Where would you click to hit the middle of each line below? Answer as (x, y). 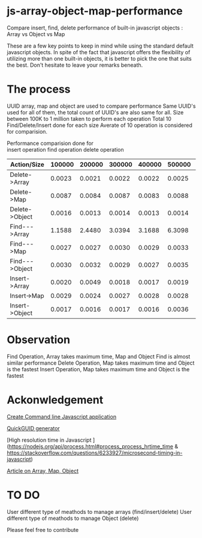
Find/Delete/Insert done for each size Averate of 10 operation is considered (100, 125)
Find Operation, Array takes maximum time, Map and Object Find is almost (99, 356)
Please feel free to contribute (43, 530)
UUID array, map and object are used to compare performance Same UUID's (101, 106)
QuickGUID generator (34, 428)
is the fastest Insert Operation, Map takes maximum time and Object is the (98, 369)
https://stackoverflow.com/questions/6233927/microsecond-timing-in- (95, 453)
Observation (39, 340)
